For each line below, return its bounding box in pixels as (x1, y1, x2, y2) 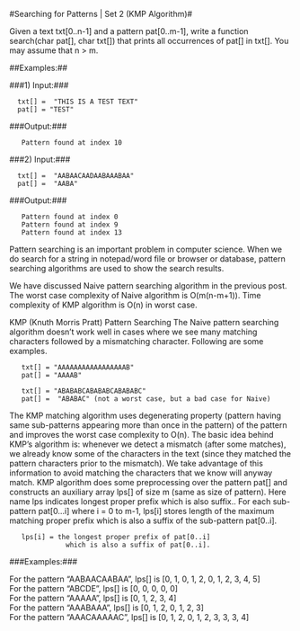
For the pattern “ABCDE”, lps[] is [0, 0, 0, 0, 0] (9, 583, 178, 593)
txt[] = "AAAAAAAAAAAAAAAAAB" (21, 363, 135, 372)
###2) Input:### (9, 154, 71, 164)
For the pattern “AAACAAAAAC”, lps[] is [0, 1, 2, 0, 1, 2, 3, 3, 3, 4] (9, 612, 250, 622)
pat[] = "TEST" (17, 105, 75, 114)
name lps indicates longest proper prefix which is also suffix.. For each (9, 496, 271, 507)
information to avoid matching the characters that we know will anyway (9, 467, 273, 478)
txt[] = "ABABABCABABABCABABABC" (21, 387, 146, 395)
